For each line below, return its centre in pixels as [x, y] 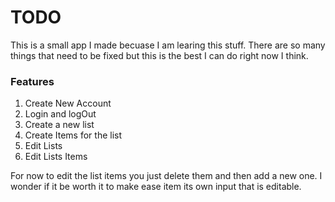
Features [32, 81]
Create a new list [59, 125]
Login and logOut [60, 114]
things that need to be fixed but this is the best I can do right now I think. [159, 55]
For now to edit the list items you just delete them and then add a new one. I [166, 176]
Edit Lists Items [56, 157]
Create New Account [68, 103]
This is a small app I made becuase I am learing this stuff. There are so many [168, 45]
